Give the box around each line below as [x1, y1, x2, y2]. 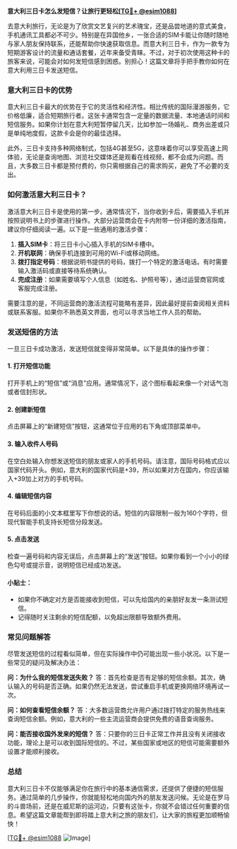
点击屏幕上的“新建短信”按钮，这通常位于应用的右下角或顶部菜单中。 [7, 422, 205, 431]
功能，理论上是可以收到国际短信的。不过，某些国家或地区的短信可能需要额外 [7, 738, 230, 747]
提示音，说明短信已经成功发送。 [31, 561, 125, 569]
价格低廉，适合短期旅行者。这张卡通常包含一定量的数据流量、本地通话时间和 [7, 111, 230, 120]
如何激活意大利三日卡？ [7, 190, 87, 200]
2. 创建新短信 [7, 405, 46, 413]
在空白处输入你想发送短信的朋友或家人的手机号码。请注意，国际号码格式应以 [7, 456, 230, 465]
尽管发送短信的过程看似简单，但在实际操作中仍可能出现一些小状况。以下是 [7, 649, 224, 658]
